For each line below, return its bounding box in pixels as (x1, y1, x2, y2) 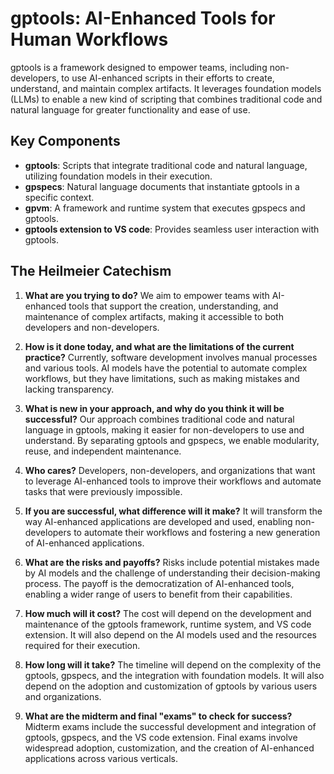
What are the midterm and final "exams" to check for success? (24, 710, 293, 722)
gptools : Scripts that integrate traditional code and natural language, (24, 159, 308, 171)
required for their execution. (24, 639, 141, 651)
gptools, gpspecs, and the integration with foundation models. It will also (24, 669, 325, 681)
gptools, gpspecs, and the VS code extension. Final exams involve (24, 731, 298, 743)
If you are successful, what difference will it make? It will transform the (24, 505, 323, 517)
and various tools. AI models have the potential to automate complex (24, 362, 308, 374)
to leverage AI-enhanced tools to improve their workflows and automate (24, 475, 322, 487)
